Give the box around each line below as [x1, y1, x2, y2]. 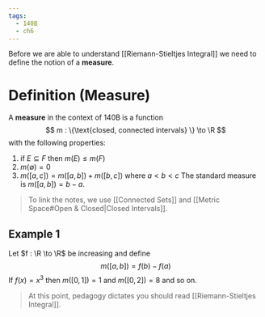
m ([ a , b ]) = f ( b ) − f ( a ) [100, 261, 171, 271]
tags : [8, 11, 27, 20]
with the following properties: [8, 138, 107, 148]
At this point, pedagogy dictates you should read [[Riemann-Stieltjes [27, 290, 256, 300]
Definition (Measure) [8, 86, 151, 104]
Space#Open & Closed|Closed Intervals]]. [27, 204, 168, 213]
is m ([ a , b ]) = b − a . [19, 180, 85, 189]
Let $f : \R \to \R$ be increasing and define [8, 248, 151, 259]
